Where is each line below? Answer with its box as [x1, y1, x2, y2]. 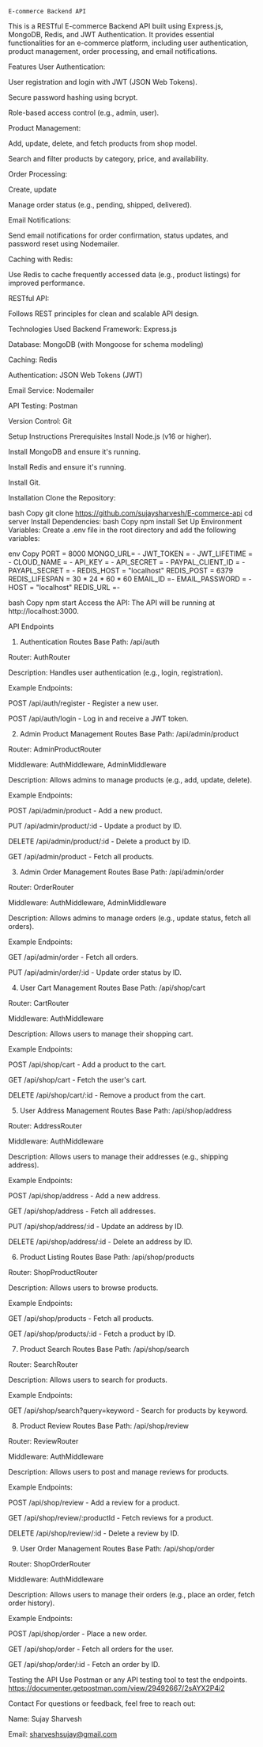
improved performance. [8, 278, 85, 287]
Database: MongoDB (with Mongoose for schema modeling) [8, 340, 204, 348]
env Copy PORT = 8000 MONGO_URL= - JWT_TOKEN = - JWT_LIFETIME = [8, 549, 254, 558]
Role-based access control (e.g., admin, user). [8, 108, 160, 117]
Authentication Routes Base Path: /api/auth [19, 638, 160, 646]
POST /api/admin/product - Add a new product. [8, 806, 163, 815]
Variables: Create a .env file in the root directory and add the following [8, 525, 237, 535]
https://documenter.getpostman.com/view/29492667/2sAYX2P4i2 [8, 1684, 225, 1692]
